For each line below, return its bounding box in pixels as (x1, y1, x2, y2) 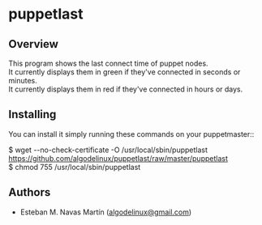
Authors (8, 185, 51, 199)
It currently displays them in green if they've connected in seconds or (8, 67, 241, 77)
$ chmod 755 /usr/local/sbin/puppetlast (8, 162, 141, 172)
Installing (8, 108, 57, 121)
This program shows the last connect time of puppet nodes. (8, 58, 208, 68)
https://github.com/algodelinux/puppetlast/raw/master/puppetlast (8, 153, 229, 163)
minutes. (8, 76, 38, 85)
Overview (8, 37, 59, 51)
